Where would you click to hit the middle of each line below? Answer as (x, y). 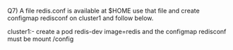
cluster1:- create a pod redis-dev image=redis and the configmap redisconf (117, 32)
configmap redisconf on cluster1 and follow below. (80, 18)
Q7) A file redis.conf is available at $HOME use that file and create (103, 11)
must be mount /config (41, 39)
